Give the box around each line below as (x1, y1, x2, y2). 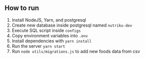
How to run (4, 4, 39, 12)
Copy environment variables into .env (11, 32, 88, 38)
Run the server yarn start (11, 43, 65, 49)
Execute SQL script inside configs (11, 27, 81, 33)
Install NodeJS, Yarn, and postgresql (11, 17, 86, 23)
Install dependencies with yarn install (11, 38, 92, 44)
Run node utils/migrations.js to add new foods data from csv (11, 48, 140, 54)
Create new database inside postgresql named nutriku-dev (11, 22, 133, 28)
